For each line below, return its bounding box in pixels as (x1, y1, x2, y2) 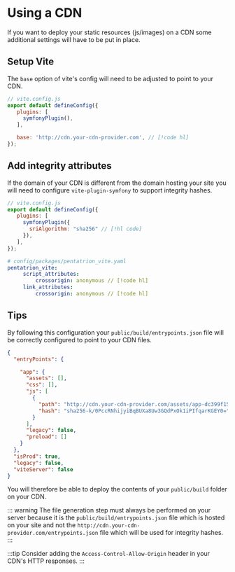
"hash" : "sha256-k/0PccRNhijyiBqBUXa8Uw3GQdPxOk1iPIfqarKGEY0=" (38, 407, 230, 414)
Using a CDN (7, 5, 83, 21)
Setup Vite (7, 56, 55, 68)
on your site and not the (7, 521, 76, 529)
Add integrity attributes (7, 160, 112, 172)
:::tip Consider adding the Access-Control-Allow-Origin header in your (7, 550, 211, 558)
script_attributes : (22, 271, 80, 278)
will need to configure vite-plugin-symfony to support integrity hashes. (7, 186, 213, 194)
